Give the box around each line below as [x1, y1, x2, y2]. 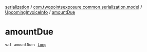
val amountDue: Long [5, 42, 47, 47]
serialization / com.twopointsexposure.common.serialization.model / [5, 4, 142, 10]
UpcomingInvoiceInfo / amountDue [5, 9, 75, 15]
